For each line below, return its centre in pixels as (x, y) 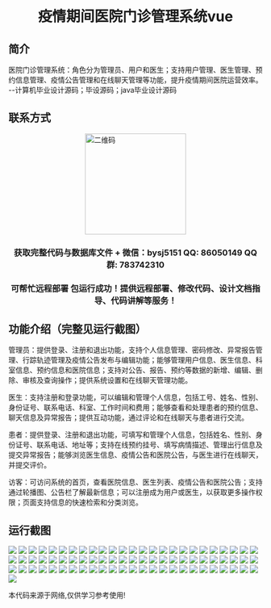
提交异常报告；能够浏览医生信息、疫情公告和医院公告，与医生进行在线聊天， (135, 455)
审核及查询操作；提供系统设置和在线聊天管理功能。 (107, 380)
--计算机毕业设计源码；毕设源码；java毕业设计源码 (93, 90)
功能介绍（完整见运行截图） (77, 329)
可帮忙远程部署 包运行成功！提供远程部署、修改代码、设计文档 (131, 288)
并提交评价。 (29, 465)
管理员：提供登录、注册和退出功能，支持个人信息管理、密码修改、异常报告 (132, 350)
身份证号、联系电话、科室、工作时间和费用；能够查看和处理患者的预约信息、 (135, 408)
